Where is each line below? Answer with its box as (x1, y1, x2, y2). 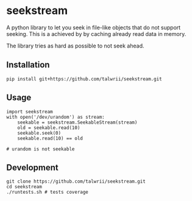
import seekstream (6, 108, 53, 115)
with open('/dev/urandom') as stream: (6, 114, 105, 120)
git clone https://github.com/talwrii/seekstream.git (6, 178, 146, 185)
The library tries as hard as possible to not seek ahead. (6, 42, 144, 49)
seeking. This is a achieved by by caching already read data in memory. (6, 30, 187, 37)
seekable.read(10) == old (17, 135, 84, 141)
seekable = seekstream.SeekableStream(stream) (17, 119, 138, 125)
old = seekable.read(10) (17, 124, 80, 131)
